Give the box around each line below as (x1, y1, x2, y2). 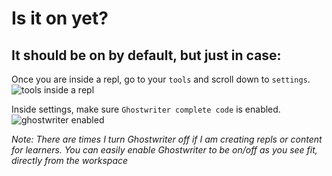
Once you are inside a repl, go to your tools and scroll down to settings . (11, 73, 311, 85)
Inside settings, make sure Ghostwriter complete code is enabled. (11, 103, 281, 115)
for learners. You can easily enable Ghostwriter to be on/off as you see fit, (11, 144, 318, 156)
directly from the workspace (11, 155, 129, 166)
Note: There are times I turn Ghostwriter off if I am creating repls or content (11, 133, 323, 145)
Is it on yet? (11, 7, 109, 30)
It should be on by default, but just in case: (11, 47, 282, 64)
